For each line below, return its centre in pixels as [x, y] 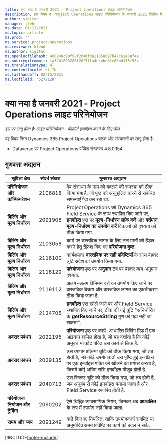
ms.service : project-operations [39, 42]
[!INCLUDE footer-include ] [32, 437]
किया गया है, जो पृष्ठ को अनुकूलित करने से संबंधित [111, 193]
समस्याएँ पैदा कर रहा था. [88, 199]
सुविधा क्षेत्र [21, 178]
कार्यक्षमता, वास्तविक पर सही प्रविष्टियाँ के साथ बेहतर [112, 255]
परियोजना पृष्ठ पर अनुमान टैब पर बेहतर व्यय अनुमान [112, 269]
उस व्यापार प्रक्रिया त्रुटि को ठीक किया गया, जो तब [110, 351]
